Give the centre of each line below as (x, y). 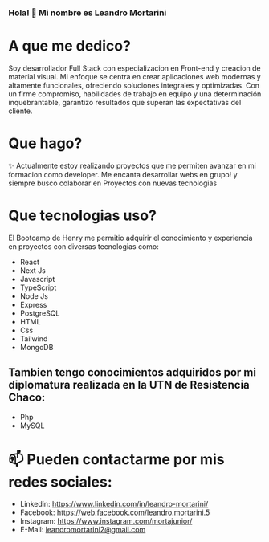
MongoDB (37, 347)
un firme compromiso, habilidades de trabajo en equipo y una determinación (135, 94)
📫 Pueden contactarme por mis (116, 459)
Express (33, 304)
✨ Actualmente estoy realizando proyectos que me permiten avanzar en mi (132, 165)
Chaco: (27, 398)
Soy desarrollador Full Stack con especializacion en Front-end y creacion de (134, 68)
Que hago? (45, 143)
